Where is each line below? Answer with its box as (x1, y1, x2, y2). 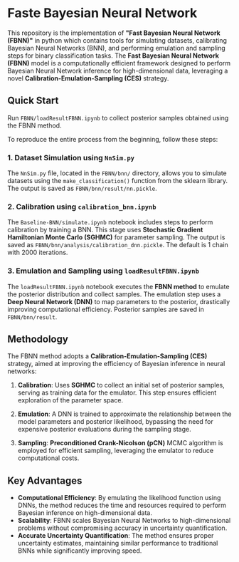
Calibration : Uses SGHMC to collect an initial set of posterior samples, (17, 381, 225, 390)
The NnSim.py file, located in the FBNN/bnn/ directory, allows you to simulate (7, 169, 228, 177)
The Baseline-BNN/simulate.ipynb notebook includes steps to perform (7, 218, 213, 227)
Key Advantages (7, 474, 83, 486)
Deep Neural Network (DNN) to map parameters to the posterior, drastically (7, 297, 230, 306)
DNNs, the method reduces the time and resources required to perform (17, 501, 226, 510)
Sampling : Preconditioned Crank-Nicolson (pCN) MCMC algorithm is (17, 439, 223, 447)
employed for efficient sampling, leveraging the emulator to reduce (17, 447, 214, 455)
